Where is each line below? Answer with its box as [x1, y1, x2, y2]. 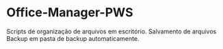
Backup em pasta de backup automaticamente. [6, 34, 140, 42]
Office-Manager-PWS [6, 5, 134, 20]
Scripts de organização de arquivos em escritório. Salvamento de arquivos [6, 27, 217, 35]
